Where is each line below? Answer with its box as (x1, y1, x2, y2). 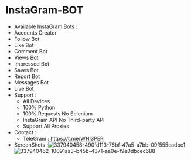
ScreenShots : (13, 141, 48, 148)
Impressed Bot (13, 60, 50, 67)
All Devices (22, 97, 50, 104)
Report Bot (13, 73, 40, 80)
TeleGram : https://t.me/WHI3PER (22, 135, 104, 142)
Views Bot (13, 54, 39, 61)
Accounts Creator (13, 29, 57, 36)
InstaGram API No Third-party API (22, 116, 105, 123)
